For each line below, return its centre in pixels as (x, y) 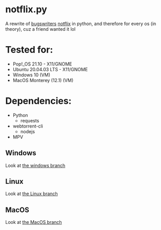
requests (30, 120)
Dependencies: (38, 101)
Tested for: (29, 50)
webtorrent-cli (28, 126)
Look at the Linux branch (32, 194)
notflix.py (26, 9)
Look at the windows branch (35, 165)
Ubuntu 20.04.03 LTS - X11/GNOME (50, 69)
